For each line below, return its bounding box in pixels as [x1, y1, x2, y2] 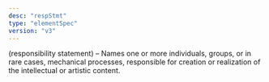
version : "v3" [8, 27, 57, 35]
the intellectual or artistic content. [8, 66, 121, 76]
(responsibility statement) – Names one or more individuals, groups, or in [8, 49, 252, 59]
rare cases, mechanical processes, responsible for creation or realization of [8, 57, 261, 67]
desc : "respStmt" [8, 11, 67, 20]
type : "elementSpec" [8, 19, 79, 27]
